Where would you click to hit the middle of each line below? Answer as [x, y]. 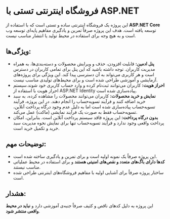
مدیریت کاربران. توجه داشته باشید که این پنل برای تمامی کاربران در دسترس [84, 69]
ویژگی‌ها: [18, 51]
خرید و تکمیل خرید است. [36, 128]
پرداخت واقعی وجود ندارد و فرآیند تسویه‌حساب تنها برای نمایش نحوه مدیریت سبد [89, 123]
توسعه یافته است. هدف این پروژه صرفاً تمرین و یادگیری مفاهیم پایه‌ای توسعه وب [81, 30]
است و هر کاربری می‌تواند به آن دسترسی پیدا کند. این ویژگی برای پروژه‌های [84, 74]
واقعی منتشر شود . [23, 211]
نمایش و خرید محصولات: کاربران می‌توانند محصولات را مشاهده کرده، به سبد [84, 96]
